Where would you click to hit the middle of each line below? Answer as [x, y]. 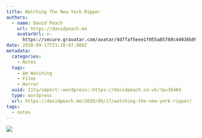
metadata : [19, 51]
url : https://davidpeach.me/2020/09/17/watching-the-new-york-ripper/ [102, 101]
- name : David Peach [37, 23]
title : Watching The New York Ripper [54, 12]
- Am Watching [35, 73]
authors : [17, 17]
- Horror [28, 85]
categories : [27, 56]
